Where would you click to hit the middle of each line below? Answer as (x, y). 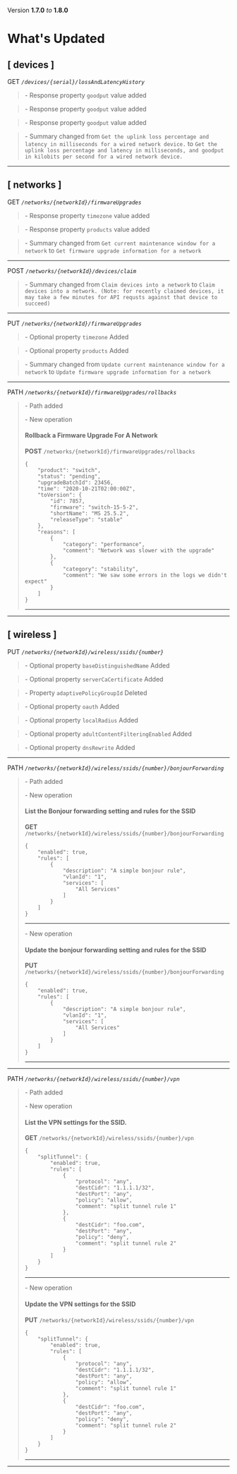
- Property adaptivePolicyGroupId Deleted (86, 693)
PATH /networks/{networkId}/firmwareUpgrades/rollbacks (92, 392)
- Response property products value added (87, 229)
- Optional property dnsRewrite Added (80, 747)
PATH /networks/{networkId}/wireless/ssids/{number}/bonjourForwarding (116, 768)
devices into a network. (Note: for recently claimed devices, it (124, 291)
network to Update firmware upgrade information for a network (118, 371)
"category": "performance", (104, 545)
